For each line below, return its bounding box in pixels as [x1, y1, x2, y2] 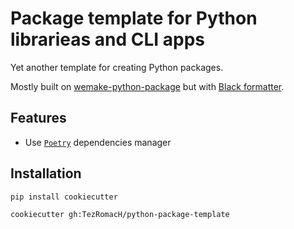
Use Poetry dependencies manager [24, 136, 172, 148]
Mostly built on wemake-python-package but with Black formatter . [10, 80, 285, 92]
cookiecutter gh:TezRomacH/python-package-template [10, 210, 230, 220]
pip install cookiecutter [10, 192, 118, 202]
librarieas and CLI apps [10, 28, 205, 51]
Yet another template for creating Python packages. [10, 61, 224, 73]
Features [10, 110, 67, 127]
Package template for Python [10, 7, 258, 30]
